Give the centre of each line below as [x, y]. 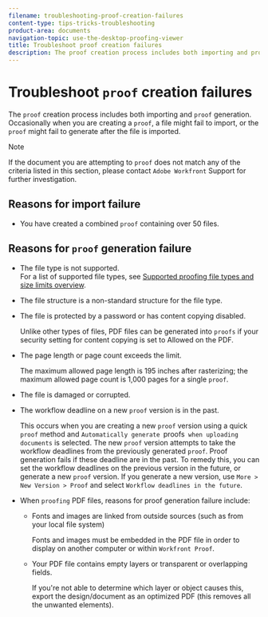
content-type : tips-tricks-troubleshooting [82, 23]
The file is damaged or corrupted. [75, 394]
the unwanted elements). [73, 604]
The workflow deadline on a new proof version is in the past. [119, 410]
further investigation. [43, 179]
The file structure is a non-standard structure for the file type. [121, 300]
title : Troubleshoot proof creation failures [85, 45]
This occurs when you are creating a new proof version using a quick [134, 425]
